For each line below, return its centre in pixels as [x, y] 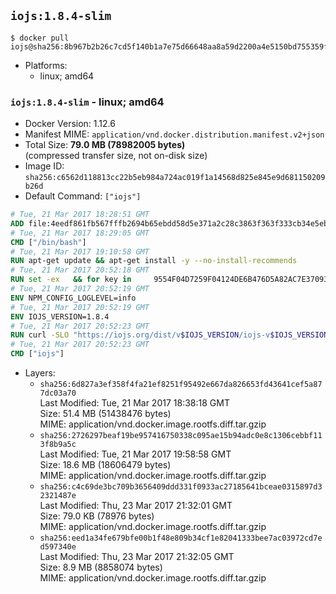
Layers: [40, 373]
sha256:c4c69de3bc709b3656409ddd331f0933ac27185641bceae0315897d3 [181, 487]
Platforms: [46, 65]
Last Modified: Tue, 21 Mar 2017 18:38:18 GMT [134, 403]
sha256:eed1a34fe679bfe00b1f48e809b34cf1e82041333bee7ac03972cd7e [181, 538]
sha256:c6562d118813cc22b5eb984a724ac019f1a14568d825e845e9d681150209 [175, 178]
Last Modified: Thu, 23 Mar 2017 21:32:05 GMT [137, 557]
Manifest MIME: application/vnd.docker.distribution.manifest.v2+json [174, 134]
